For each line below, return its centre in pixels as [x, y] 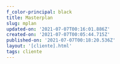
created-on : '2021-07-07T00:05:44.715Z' [58, 35]
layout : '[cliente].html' [39, 46]
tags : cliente [24, 52]
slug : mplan [21, 23]
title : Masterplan [30, 18]
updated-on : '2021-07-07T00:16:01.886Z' [58, 29]
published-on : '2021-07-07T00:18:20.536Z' [61, 40]
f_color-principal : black [39, 12]
